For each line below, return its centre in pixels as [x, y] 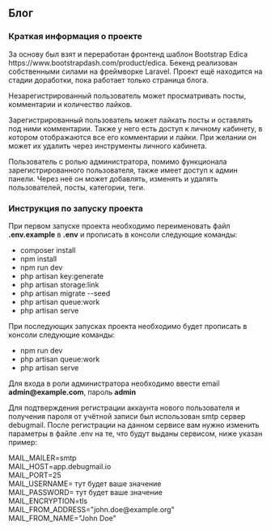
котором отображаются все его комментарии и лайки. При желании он [133, 137]
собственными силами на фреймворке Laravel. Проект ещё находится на [135, 71]
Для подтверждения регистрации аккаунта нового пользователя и [124, 408]
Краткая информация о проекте [76, 36]
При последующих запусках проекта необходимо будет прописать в [128, 326]
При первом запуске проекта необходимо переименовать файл [119, 225]
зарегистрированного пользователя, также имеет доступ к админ [123, 170]
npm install [38, 259]
